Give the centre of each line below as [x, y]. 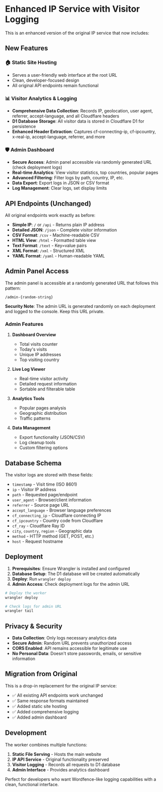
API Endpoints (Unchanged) [48, 203]
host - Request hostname [37, 541]
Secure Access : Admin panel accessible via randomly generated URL [82, 162]
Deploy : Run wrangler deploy [42, 579]
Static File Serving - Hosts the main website [56, 754]
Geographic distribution [43, 413]
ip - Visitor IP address [34, 489]
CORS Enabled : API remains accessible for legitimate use [70, 648]
